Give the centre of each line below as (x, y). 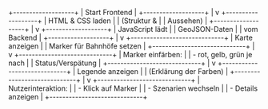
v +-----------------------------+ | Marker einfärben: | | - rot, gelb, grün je (130, 54)
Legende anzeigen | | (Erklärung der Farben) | (153, 71)
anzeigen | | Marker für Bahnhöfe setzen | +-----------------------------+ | (132, 46)
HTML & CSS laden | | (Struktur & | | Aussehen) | (128, 21)
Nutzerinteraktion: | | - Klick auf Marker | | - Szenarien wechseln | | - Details (133, 88)
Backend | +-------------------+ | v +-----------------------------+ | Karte (131, 37)
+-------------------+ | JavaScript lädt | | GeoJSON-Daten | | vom (150, 29)
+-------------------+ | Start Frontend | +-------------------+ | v (114, 12)
